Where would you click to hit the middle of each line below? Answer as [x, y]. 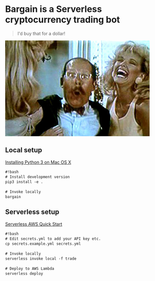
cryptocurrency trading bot [63, 20]
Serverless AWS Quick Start [34, 224]
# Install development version [38, 177]
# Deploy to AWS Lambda [30, 269]
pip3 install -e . [24, 182]
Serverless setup [32, 212]
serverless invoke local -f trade [41, 259]
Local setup [24, 150]
